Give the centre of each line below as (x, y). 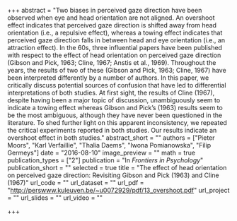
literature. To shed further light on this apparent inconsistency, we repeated (117, 123)
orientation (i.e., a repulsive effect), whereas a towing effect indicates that (115, 32)
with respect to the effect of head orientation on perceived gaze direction (114, 55)
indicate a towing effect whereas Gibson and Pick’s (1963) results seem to (115, 108)
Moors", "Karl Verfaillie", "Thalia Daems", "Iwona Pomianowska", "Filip (109, 145)
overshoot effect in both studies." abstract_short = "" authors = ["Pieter (111, 138)
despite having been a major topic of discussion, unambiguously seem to (114, 100)
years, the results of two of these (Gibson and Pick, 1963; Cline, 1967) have (117, 70)
